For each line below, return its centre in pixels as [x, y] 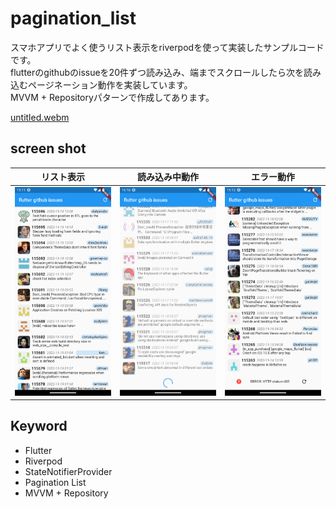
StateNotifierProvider [68, 471]
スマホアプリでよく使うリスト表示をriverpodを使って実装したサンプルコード [167, 47]
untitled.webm [40, 117]
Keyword [39, 426]
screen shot [48, 148]
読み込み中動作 [168, 177]
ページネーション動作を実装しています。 [110, 84]
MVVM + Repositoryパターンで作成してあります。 [112, 97]
